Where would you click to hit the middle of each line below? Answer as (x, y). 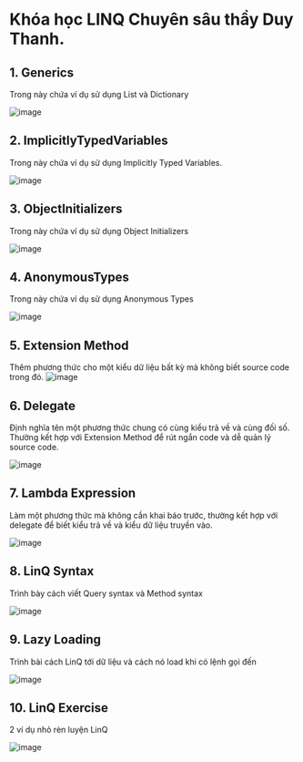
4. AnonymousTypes (70, 278)
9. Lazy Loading (56, 639)
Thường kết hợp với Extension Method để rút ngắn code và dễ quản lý (140, 438)
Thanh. (37, 39)
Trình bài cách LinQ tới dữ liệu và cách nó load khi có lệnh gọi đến (133, 662)
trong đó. (26, 377)
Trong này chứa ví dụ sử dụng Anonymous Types (101, 299)
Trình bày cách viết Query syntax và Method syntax (106, 593)
